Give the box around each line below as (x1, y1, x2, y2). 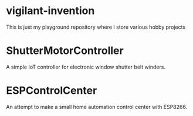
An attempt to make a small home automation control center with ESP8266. (6, 103, 188, 110)
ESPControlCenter (6, 84, 97, 97)
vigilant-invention (6, 4, 95, 18)
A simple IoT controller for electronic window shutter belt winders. (6, 63, 166, 70)
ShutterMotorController (6, 44, 124, 57)
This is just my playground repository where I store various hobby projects (6, 23, 186, 30)
